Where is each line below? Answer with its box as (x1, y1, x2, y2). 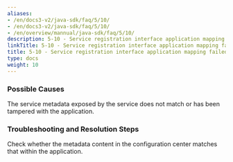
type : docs (7, 55, 39, 62)
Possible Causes (7, 84, 64, 94)
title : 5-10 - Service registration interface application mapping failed (7, 49, 228, 56)
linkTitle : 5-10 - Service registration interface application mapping (7, 42, 218, 49)
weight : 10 (7, 61, 39, 68)
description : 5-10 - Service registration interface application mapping (7, 36, 225, 43)
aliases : (7, 10, 33, 17)
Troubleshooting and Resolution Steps (7, 124, 139, 134)
